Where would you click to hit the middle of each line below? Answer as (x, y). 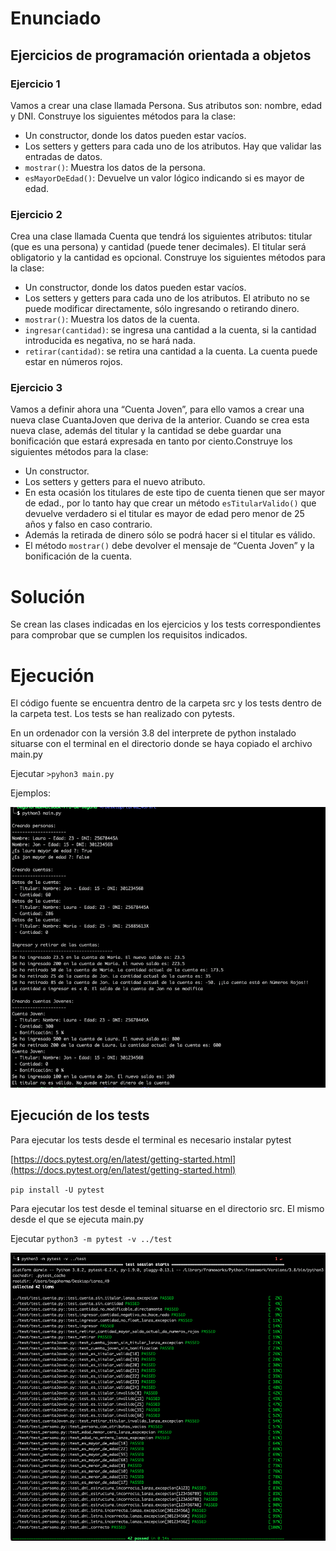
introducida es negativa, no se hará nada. (110, 341)
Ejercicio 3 (36, 388)
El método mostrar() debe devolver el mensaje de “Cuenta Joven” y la (169, 546)
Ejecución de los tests (80, 1115)
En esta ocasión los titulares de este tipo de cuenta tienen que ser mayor (175, 493)
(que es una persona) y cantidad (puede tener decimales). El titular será (158, 247)
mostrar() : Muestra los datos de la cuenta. (112, 319)
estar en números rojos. (73, 362)
